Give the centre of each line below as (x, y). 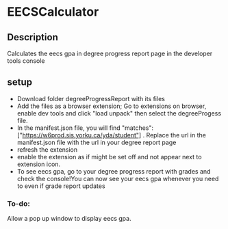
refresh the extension (47, 149)
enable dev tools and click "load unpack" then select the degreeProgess (119, 113)
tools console (26, 61)
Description (33, 37)
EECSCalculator (53, 12)
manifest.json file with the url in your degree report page (97, 142)
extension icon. (38, 164)
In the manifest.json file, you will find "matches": (85, 128)
